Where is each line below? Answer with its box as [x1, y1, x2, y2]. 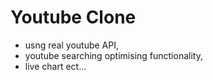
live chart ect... [24, 60, 87, 72]
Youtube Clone [10, 6, 137, 29]
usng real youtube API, [24, 39, 119, 51]
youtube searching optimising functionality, [24, 49, 203, 61]
